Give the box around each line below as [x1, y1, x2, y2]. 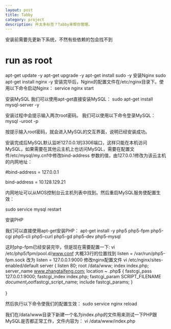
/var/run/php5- [134, 251, 166, 257]
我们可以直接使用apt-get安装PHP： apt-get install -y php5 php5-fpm [5, 228, 150, 234]
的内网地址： [5, 159, 32, 165]
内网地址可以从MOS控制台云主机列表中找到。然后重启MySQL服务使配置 [5, 190, 157, 196]
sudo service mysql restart [5, 206, 62, 213]
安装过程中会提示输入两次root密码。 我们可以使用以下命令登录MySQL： [5, 112, 156, 118]
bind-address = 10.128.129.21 [5, 179, 66, 185]
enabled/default [5, 262, 39, 269]
